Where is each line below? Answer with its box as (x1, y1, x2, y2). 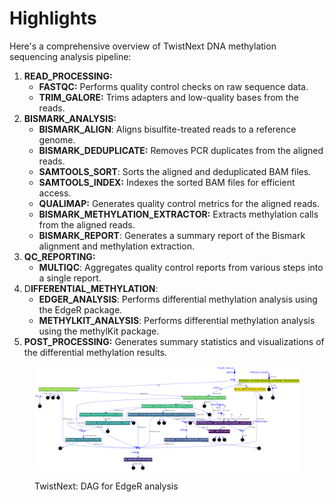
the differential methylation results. (23, 346, 168, 358)
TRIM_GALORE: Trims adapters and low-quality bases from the (38, 91, 299, 103)
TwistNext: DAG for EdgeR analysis (34, 480, 179, 492)
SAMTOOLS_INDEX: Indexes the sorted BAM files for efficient (38, 176, 296, 188)
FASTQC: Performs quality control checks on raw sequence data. (38, 80, 309, 92)
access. (38, 187, 72, 199)
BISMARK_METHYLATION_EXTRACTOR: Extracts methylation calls (38, 208, 319, 220)
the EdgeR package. (38, 303, 123, 316)
